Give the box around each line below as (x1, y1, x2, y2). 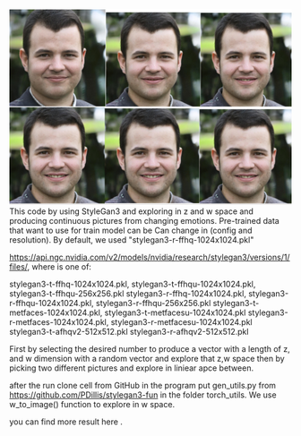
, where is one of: (27, 261, 92, 272)
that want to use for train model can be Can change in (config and (9, 225, 253, 236)
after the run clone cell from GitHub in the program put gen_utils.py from (9, 380, 276, 391)
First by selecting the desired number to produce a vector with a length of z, (9, 344, 290, 355)
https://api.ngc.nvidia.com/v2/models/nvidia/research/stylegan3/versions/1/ (9, 252, 290, 263)
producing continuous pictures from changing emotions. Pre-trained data (9, 216, 279, 227)
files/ (9, 261, 29, 272)
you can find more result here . (9, 416, 124, 427)
